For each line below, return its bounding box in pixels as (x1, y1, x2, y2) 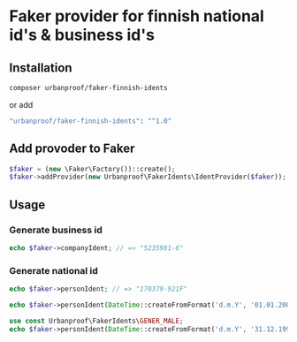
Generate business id (9, 224, 103, 236)
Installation (9, 60, 72, 75)
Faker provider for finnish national (9, 6, 265, 27)
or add (9, 99, 34, 110)
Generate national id (9, 264, 99, 277)
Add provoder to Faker (9, 141, 135, 156)
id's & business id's (9, 25, 155, 45)
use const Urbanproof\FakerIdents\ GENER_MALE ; (9, 316, 184, 325)
